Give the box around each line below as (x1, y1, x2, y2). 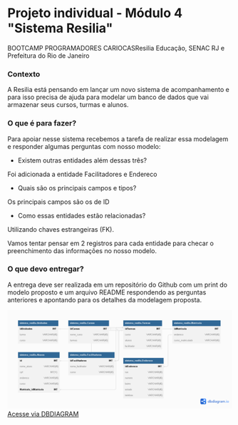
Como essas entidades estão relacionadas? (17, 211, 146, 220)
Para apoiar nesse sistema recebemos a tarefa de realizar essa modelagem (7, 134, 229, 143)
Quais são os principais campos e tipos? (17, 183, 137, 192)
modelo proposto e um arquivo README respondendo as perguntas (7, 287, 207, 297)
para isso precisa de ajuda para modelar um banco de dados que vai (7, 93, 209, 101)
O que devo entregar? (7, 264, 84, 274)
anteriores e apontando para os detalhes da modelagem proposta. (7, 295, 202, 304)
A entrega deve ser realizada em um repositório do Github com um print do (7, 280, 228, 289)
